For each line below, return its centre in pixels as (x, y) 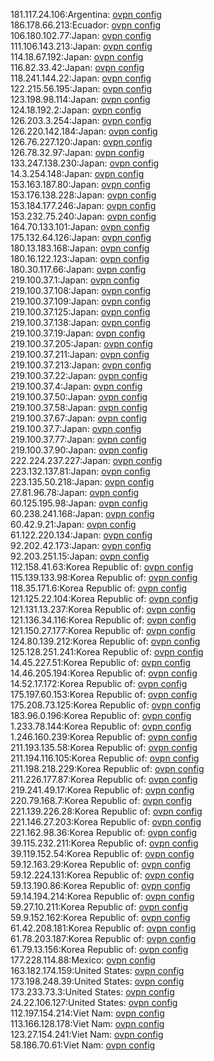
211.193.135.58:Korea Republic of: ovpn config (104, 747)
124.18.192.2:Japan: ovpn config (76, 110)
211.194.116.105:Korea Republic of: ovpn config (105, 758)
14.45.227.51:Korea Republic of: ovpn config (101, 662)
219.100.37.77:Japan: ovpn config (78, 439)
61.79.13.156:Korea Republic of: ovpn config (99, 949)
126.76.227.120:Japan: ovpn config (81, 142)
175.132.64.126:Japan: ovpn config (81, 237)
